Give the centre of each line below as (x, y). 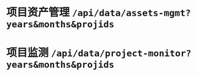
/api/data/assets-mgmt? (131, 13)
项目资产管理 (38, 12)
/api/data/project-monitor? (121, 53)
